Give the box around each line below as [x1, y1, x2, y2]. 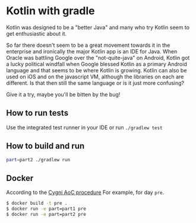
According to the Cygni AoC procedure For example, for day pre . [6, 189, 165, 196]
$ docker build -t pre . [6, 200, 68, 206]
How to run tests [6, 108, 69, 118]
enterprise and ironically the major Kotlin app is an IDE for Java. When [6, 47, 178, 55]
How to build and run [6, 141, 85, 151]
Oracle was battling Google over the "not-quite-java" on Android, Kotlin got [6, 54, 190, 61]
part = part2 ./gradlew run [6, 157, 70, 163]
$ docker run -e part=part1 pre [6, 206, 86, 212]
